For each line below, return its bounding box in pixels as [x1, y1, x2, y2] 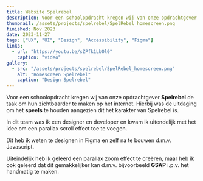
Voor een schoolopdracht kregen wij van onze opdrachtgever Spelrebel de [6, 94, 194, 101]
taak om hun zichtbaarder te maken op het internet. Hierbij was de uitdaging [6, 100, 198, 107]
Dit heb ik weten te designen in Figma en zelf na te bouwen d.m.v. [6, 137, 171, 144]
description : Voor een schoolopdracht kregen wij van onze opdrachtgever [6, 15, 198, 21]
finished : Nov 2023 [6, 26, 56, 32]
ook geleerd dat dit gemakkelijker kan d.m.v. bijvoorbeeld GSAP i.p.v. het [6, 161, 189, 169]
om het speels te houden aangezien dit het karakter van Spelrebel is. [6, 107, 179, 114]
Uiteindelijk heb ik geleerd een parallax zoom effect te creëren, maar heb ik [6, 155, 194, 162]
